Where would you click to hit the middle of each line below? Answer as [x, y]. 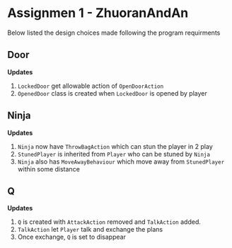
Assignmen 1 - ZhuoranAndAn [98, 13]
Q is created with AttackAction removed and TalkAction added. [109, 222]
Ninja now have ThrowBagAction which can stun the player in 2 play [115, 146]
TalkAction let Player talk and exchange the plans [90, 230]
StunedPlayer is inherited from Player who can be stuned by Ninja [114, 154]
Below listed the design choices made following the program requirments [114, 33]
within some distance [48, 169]
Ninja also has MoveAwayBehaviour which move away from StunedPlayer [121, 162]
